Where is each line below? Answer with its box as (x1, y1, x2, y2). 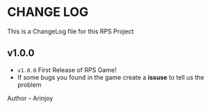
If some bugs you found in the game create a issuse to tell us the (17, 73, 204, 81)
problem (17, 81, 42, 89)
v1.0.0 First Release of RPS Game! (17, 65, 117, 74)
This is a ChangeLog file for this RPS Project (7, 27, 134, 35)
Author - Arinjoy (7, 94, 54, 102)
